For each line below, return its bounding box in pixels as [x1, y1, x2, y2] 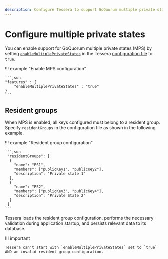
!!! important [5, 235, 30, 241]
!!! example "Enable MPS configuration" [5, 65, 86, 71]
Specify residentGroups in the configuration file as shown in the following [5, 125, 156, 131]
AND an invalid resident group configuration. [5, 249, 104, 255]
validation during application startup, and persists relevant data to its [5, 220, 146, 226]
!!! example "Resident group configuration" [5, 140, 93, 146]
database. [5, 226, 26, 232]
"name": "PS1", [14, 163, 46, 168]
